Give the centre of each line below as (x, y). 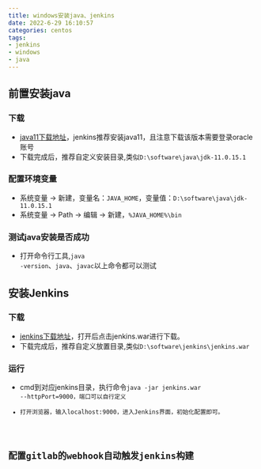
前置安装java (40, 94)
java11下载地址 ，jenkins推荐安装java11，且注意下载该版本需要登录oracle (136, 137)
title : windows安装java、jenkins (61, 15)
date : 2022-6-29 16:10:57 (51, 23)
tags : (17, 38)
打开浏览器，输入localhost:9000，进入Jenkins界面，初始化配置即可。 (121, 412)
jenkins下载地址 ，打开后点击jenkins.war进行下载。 (102, 336)
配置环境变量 (33, 179)
